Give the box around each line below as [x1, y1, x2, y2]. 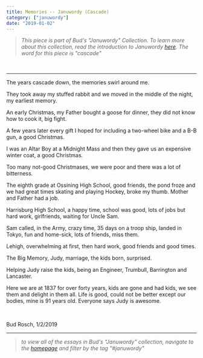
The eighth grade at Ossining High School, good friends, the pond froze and [6, 181, 196, 189]
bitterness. [6, 170, 33, 177]
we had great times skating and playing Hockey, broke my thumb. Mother [6, 188, 188, 195]
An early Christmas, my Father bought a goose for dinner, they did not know [6, 109, 195, 116]
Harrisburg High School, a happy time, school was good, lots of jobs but [6, 206, 185, 214]
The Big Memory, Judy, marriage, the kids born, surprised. [6, 254, 152, 262]
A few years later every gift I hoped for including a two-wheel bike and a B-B [6, 127, 197, 134]
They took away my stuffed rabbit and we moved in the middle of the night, [6, 90, 193, 98]
